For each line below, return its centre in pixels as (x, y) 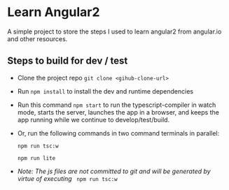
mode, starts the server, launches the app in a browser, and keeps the (118, 112)
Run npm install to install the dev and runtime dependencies (105, 91)
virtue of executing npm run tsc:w (67, 178)
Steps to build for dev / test (68, 61)
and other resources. (37, 38)
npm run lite (36, 158)
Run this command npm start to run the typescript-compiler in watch (117, 105)
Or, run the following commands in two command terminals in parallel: (118, 133)
